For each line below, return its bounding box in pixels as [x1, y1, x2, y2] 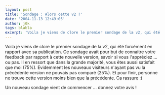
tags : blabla [5, 26, 32, 31]
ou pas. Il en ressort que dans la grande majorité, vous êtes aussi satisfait [5, 60, 155, 65]
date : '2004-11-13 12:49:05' [5, 16, 65, 21]
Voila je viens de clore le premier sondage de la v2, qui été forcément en [5, 44, 153, 49]
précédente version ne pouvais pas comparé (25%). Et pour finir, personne [5, 70, 158, 75]
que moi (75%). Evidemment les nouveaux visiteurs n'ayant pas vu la [5, 64, 146, 70]
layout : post [5, 7, 32, 12]
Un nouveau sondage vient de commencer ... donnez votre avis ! [5, 85, 137, 90]
